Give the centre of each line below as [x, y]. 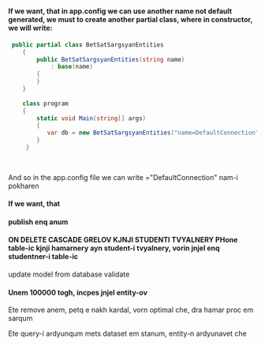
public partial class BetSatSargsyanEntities [88, 45]
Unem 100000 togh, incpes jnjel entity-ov [78, 292]
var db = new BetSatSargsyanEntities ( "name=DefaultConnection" [153, 133]
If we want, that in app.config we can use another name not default [120, 11]
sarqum [21, 318]
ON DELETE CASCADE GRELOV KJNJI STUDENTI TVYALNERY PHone [123, 240]
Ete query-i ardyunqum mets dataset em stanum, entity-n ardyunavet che [127, 333]
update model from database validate [69, 274]
